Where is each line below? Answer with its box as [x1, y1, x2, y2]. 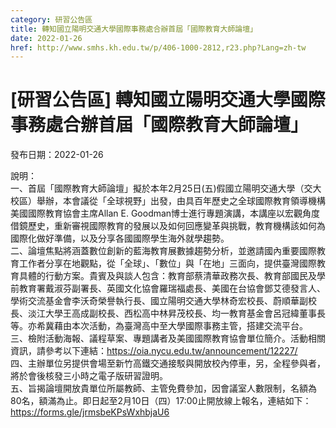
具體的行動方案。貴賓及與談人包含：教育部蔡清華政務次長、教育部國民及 [18, 270, 317, 282]
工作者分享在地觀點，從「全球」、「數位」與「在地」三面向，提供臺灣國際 [18, 257, 317, 270]
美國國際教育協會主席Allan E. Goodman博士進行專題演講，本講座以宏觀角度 [10, 207, 321, 220]
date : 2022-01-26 [10, 33, 83, 43]
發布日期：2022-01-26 [10, 149, 104, 161]
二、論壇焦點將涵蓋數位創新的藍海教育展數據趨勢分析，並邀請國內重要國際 [10, 245, 317, 257]
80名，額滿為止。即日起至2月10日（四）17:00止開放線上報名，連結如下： [10, 395, 312, 407]
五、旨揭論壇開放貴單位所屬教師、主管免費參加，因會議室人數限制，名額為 [10, 382, 317, 395]
